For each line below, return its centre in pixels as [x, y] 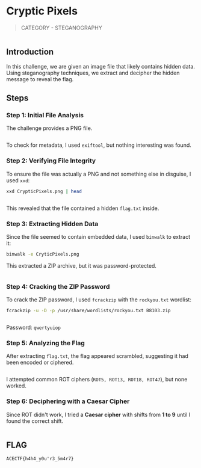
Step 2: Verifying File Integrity [51, 161]
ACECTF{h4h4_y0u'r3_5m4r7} [40, 459]
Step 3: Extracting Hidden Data [52, 224]
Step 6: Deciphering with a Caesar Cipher [68, 401]
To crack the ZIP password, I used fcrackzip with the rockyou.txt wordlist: [99, 300]
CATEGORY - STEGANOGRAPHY [61, 28]
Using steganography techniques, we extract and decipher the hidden [93, 73]
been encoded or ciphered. [40, 363]
